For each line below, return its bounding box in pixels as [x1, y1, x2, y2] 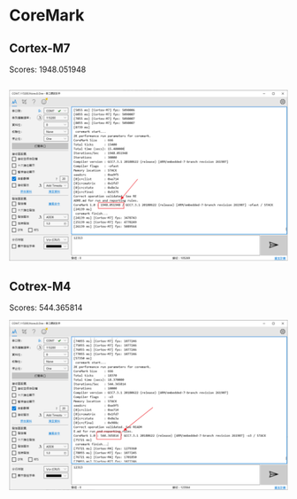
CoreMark [9, 5, 85, 26]
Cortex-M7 [9, 41, 71, 56]
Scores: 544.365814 [9, 302, 83, 313]
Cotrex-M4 [9, 278, 72, 293]
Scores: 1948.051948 [9, 64, 87, 74]
